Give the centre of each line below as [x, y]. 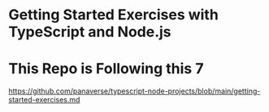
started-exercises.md [44, 100]
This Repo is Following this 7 [106, 69]
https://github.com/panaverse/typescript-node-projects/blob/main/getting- [134, 91]
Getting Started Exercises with [114, 15]
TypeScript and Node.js [90, 32]
